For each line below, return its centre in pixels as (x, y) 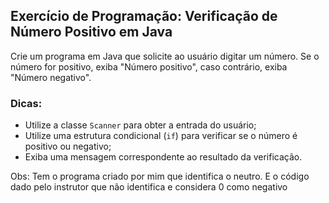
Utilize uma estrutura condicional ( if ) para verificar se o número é (161, 136)
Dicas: (26, 103)
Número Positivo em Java (91, 32)
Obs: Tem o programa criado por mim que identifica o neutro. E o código (160, 176)
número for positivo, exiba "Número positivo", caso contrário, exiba (149, 66)
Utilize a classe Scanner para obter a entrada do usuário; (140, 125)
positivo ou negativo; (68, 146)
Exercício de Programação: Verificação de (144, 16)
